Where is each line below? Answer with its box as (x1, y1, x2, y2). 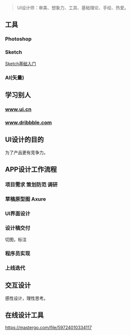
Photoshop (5, 35, 32, 42)
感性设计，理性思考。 (5, 295, 48, 301)
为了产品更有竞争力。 (5, 150, 48, 155)
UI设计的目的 (5, 135, 44, 144)
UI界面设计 (5, 210, 31, 217)
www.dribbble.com (5, 119, 52, 126)
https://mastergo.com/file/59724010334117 (5, 324, 92, 330)
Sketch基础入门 (5, 61, 37, 66)
